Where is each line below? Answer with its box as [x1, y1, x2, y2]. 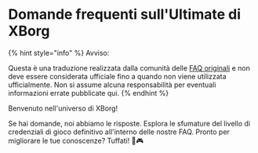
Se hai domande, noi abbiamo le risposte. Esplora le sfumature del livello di [8, 118, 251, 128]
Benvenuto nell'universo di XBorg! [8, 104, 118, 113]
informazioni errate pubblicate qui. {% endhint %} [8, 88, 169, 97]
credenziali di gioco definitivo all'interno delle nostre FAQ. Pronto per [8, 127, 230, 137]
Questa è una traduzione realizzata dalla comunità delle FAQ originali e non [8, 63, 251, 72]
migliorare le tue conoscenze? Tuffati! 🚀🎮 [8, 136, 144, 145]
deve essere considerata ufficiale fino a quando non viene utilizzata [8, 71, 227, 81]
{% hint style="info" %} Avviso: [8, 48, 110, 57]
